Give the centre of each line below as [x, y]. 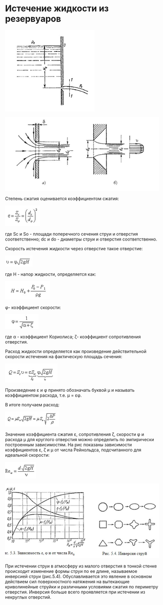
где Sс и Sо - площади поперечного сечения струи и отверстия [71, 234]
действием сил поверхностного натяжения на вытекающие [67, 582]
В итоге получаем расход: [32, 404]
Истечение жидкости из [57, 9]
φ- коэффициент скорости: [33, 307]
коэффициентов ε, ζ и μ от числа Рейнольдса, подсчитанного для [73, 450]
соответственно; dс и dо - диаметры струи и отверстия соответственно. [81, 239]
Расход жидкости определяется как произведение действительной [76, 351]
